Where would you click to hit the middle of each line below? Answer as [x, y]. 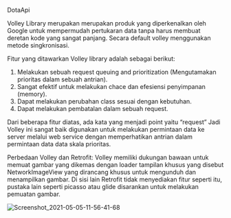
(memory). [32, 94]
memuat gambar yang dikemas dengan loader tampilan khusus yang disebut [115, 165]
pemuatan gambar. [34, 194]
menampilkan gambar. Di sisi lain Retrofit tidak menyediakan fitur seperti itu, [114, 179]
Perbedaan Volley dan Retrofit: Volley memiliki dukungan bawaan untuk [108, 157]
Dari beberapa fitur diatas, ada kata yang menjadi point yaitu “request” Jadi [114, 122]
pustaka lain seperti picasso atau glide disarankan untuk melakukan [103, 187]
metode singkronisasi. [38, 45]
